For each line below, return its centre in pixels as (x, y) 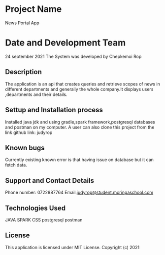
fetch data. (16, 165)
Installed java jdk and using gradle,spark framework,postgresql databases (80, 122)
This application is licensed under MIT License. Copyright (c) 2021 (72, 247)
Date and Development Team (66, 43)
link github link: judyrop (29, 132)
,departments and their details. (36, 94)
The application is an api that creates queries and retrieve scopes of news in (82, 84)
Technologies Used (35, 208)
